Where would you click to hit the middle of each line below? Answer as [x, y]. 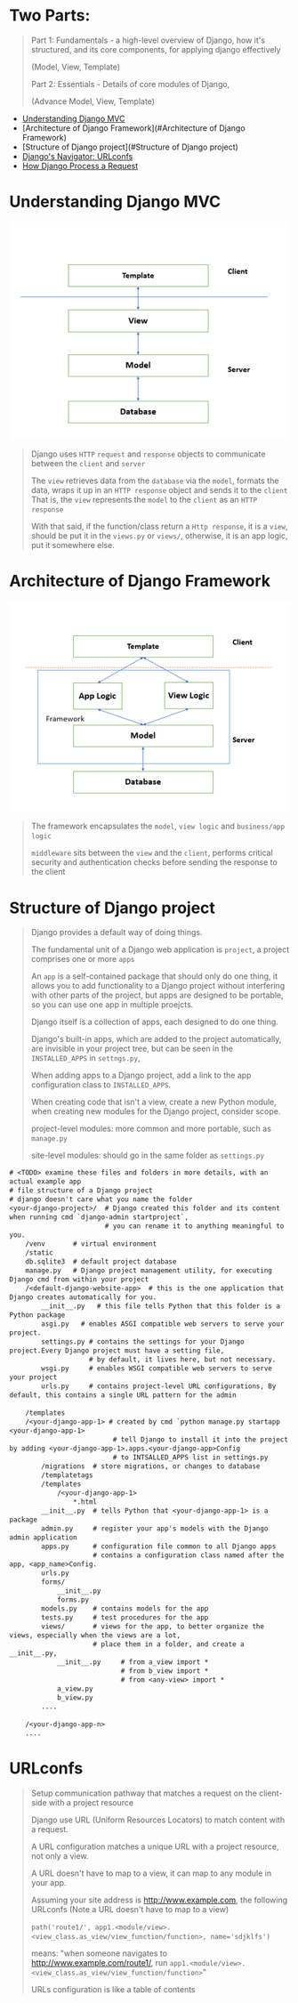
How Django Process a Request [80, 166]
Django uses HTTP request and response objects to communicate [148, 454]
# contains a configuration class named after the [189, 1555]
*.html [85, 1502]
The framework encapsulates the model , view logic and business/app [158, 826]
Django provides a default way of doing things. [117, 933]
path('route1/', [61, 1927]
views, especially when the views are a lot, [95, 1636]
